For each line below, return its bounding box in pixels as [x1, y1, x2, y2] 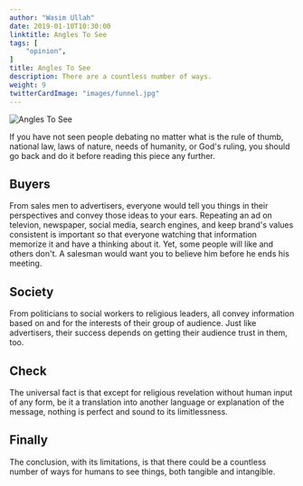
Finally [9, 433, 48, 448]
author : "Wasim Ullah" [9, 13, 95, 23]
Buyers [9, 176, 52, 192]
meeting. [9, 258, 43, 269]
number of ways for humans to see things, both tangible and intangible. [9, 466, 276, 477]
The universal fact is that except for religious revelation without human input [9, 387, 293, 397]
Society [9, 284, 54, 299]
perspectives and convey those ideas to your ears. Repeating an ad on [9, 210, 273, 221]
